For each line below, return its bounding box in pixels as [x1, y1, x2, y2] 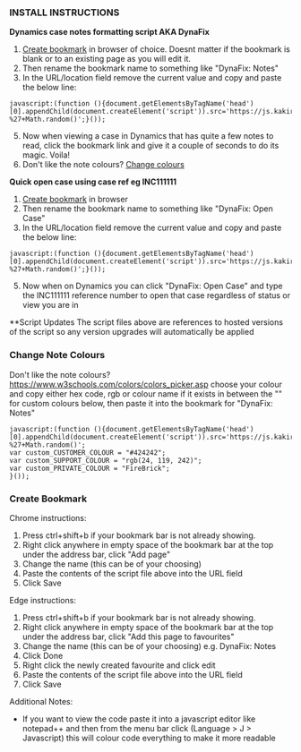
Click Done [21, 650, 64, 661]
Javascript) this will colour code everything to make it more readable [21, 732, 276, 743]
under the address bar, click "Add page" [21, 549, 171, 560]
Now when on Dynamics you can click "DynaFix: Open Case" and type [21, 280, 284, 292]
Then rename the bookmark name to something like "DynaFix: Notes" [21, 63, 279, 73]
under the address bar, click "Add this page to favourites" [21, 631, 235, 642]
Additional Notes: [9, 696, 73, 706]
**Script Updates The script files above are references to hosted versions [9, 317, 284, 328]
